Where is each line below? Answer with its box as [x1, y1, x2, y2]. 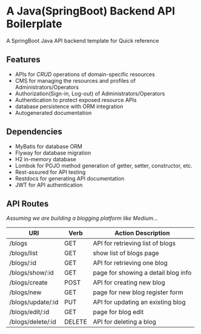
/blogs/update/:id [9, 298, 59, 306]
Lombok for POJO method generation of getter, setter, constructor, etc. [15, 162, 193, 169]
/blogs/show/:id [9, 269, 54, 277]
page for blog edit [93, 308, 144, 316]
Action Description [114, 229, 170, 237]
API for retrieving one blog [93, 259, 168, 267]
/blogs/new [9, 288, 42, 297]
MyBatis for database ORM [15, 143, 83, 150]
